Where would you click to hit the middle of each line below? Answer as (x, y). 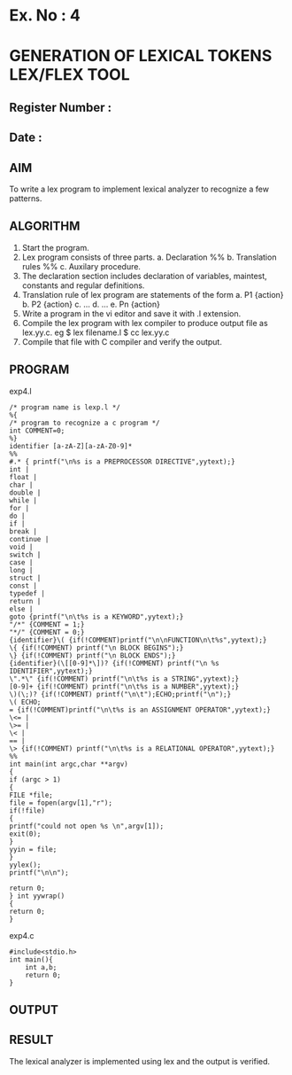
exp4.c (22, 935)
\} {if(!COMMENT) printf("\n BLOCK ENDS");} (92, 655)
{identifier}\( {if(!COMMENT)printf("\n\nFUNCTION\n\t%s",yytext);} (138, 640)
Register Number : (61, 107)
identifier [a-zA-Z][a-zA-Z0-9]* (71, 446)
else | (21, 609)
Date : (26, 138)
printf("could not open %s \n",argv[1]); (87, 826)
